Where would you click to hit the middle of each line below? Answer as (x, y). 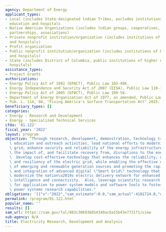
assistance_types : (24, 70)
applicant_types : (23, 14)
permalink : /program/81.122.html (40, 199)
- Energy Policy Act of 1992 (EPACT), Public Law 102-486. (67, 83)
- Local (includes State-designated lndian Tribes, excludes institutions (84, 19)
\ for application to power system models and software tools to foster (86, 185)
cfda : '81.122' (21, 125)
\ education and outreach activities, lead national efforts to (77, 144)
